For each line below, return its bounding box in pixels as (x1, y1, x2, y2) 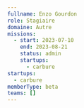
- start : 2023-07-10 (13, 37, 74, 44)
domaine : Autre (7, 23, 52, 31)
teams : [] (7, 90, 37, 97)
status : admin (20, 50, 61, 58)
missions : (7, 30, 37, 38)
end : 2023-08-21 (20, 43, 68, 50)
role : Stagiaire (7, 17, 55, 24)
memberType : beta (7, 83, 59, 90)
